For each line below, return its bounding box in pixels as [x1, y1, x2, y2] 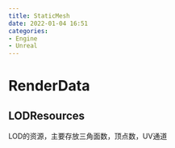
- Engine [8, 34, 38, 43]
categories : [8, 27, 48, 35]
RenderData [8, 77, 90, 95]
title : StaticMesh [8, 11, 70, 20]
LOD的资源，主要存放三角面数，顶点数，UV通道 [8, 131, 168, 142]
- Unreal [8, 42, 38, 50]
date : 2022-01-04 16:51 [8, 19, 89, 27]
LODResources [8, 108, 85, 122]
